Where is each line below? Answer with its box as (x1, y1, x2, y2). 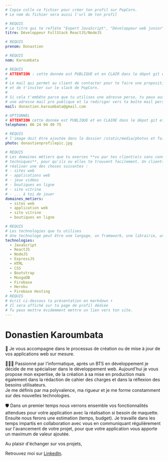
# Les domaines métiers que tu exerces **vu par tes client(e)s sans (5, 154, 153, 159)
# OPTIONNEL (5, 113, 30, 118)
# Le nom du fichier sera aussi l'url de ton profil (5, 12, 117, 17)
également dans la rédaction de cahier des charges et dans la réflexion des (5, 376, 160, 383)
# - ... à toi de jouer (5, 191, 55, 197)
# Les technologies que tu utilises (5, 228, 81, 233)
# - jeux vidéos (5, 178, 39, 183)
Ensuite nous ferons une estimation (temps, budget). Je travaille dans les (5, 415, 155, 421)
